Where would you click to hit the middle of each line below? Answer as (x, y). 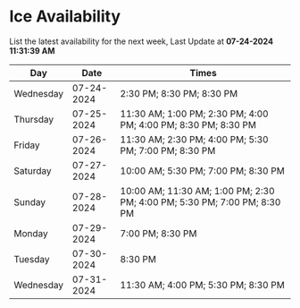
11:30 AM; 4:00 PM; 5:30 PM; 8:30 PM (203, 285)
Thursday (34, 119)
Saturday (33, 170)
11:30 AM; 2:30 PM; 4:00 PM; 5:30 (195, 139)
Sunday (30, 201)
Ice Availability (65, 17)
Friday (27, 145)
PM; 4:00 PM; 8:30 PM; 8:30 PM (188, 124)
